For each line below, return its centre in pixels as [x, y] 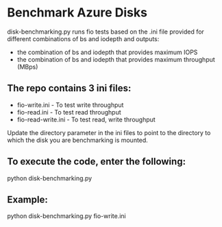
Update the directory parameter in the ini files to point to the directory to [109, 132]
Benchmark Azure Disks [77, 13]
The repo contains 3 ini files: [69, 88]
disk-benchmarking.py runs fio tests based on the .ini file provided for [106, 32]
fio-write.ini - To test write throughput [70, 105]
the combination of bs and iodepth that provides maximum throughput [116, 59]
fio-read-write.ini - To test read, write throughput [86, 119]
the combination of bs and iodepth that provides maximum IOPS [107, 52]
